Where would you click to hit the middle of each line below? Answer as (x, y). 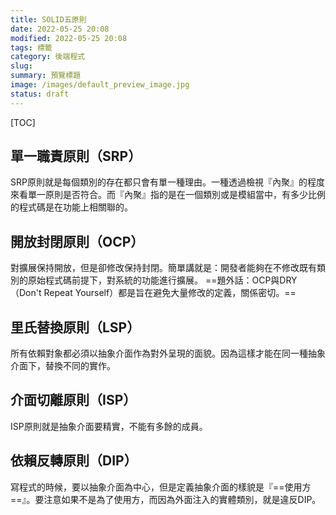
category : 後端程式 (48, 57)
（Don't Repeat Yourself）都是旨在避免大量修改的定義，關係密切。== (153, 293)
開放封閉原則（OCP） (77, 241)
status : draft (40, 94)
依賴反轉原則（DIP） (74, 461)
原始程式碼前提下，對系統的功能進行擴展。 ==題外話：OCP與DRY (162, 280)
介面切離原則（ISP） (73, 400)
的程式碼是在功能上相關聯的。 (71, 207)
